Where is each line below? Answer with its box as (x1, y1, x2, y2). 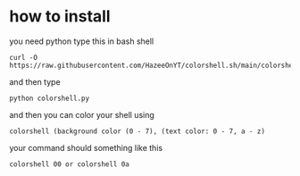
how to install (9, 6, 111, 27)
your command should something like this (9, 142, 163, 153)
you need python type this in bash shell (9, 36, 154, 46)
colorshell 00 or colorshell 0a (9, 159, 129, 169)
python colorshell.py (9, 94, 90, 103)
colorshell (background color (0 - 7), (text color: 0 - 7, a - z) (9, 127, 266, 136)
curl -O (9, 53, 38, 62)
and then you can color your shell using (9, 109, 154, 120)
